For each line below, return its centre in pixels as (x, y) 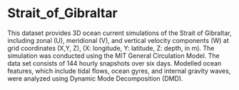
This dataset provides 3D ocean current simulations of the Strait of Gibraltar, (119, 33)
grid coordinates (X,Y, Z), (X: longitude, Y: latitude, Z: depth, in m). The (111, 48)
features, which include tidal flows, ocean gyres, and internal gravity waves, (119, 71)
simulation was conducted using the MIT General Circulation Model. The (113, 56)
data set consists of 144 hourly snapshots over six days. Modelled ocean (115, 63)
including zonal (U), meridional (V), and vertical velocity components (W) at (118, 40)
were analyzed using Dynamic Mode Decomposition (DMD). (95, 78)
